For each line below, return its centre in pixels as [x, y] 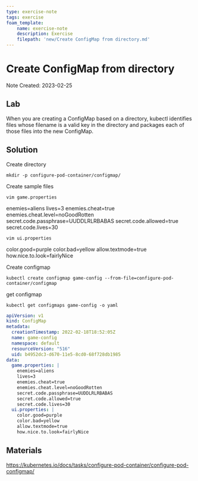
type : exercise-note [32, 12]
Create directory [26, 164]
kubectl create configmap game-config [54, 278]
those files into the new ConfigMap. [50, 131]
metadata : [18, 327]
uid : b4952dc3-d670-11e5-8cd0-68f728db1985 [66, 354]
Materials [24, 451]
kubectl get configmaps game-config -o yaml [62, 305]
